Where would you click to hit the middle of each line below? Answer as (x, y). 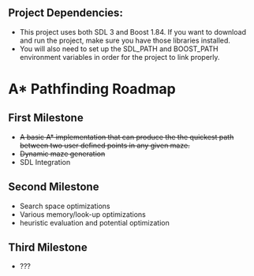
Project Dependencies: (66, 13)
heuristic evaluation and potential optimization (94, 222)
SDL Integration (45, 162)
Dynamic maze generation (62, 154)
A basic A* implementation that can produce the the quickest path (127, 136)
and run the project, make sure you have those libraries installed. (125, 40)
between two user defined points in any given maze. (105, 145)
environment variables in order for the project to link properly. (120, 57)
